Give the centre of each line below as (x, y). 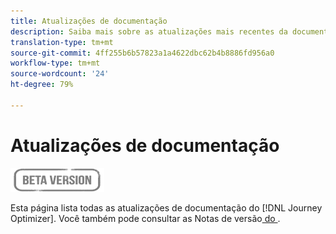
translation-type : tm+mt (62, 42)
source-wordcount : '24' (60, 74)
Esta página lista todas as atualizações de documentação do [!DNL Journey (166, 207)
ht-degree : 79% (42, 85)
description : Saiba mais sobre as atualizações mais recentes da (149, 31)
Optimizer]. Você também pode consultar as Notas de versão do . (145, 218)
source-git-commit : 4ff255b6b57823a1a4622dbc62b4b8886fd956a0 (142, 53)
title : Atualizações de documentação (89, 21)
